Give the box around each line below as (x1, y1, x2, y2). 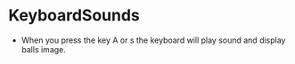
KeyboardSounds (8, 5, 140, 26)
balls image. (20, 44, 66, 54)
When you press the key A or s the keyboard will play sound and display (20, 35, 286, 45)
